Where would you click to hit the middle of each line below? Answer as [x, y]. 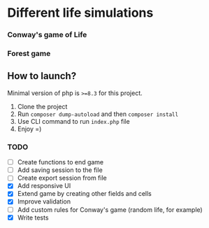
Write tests [33, 218]
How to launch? [42, 76]
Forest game [29, 54]
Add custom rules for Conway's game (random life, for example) [110, 209]
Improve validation [44, 201]
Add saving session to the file [60, 170]
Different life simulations [80, 13]
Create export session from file [62, 178]
